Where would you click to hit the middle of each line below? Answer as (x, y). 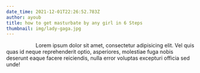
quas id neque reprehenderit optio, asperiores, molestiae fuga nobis (90, 52)
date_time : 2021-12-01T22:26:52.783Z (53, 12)
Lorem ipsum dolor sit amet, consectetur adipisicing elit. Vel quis (115, 45)
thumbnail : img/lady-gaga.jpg (44, 28)
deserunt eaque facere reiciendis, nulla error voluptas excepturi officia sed (98, 58)
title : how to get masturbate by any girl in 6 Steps (75, 23)
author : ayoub (24, 17)
